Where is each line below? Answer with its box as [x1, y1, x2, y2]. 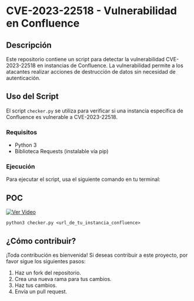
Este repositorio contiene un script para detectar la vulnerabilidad [6, 56, 165, 62]
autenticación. [6, 75, 41, 81]
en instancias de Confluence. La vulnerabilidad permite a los [37, 62, 183, 69]
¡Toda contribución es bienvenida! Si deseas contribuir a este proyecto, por [6, 252, 188, 259]
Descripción [6, 40, 52, 50]
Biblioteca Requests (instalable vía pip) [14, 148, 109, 155]
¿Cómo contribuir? [6, 236, 76, 246]
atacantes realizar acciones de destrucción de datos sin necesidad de [6, 68, 176, 75]
